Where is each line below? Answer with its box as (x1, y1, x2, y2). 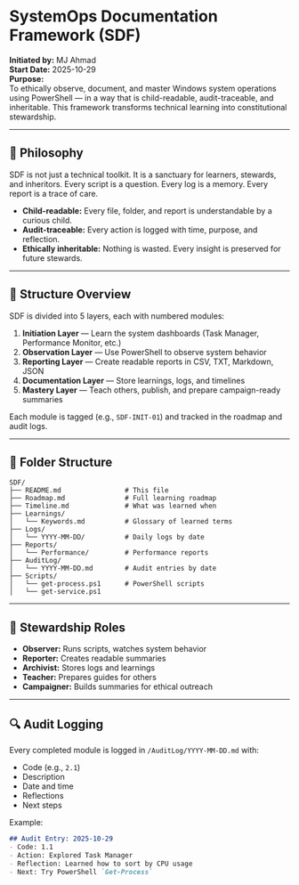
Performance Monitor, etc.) (21, 337, 122, 348)
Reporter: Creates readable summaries (21, 653, 166, 664)
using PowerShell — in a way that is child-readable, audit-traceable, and (9, 92, 274, 103)
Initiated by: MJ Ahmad (9, 54, 96, 65)
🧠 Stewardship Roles (9, 620, 126, 635)
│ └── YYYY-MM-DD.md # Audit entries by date (9, 564, 217, 573)
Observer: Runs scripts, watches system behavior (21, 644, 207, 654)
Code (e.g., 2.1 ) (21, 762, 81, 772)
